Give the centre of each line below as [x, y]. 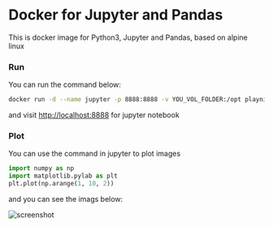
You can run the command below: [65, 85]
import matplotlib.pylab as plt [63, 176]
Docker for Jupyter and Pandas [116, 15]
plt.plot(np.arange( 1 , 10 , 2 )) [61, 184]
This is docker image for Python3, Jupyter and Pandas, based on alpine [128, 37]
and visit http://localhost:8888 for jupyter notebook [94, 115]
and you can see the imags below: [66, 199]
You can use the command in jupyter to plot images [95, 154]
